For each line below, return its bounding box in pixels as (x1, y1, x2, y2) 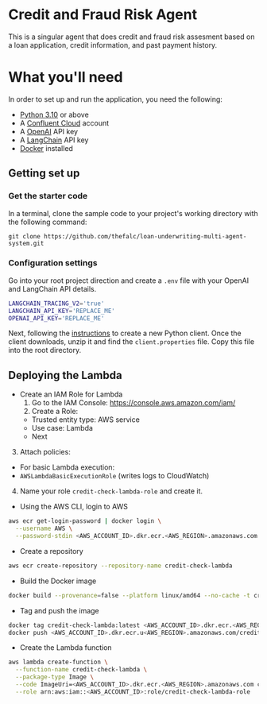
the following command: (8, 217, 87, 226)
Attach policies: (19, 447, 72, 457)
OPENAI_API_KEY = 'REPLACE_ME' (8, 314, 105, 323)
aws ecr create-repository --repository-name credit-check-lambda (8, 562, 233, 570)
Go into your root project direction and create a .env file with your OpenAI (8, 276, 249, 285)
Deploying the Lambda (8, 368, 122, 382)
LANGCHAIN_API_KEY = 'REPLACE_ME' (8, 307, 115, 315)
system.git (8, 239, 44, 247)
